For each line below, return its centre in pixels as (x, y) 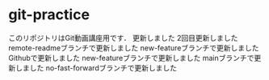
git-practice (49, 15)
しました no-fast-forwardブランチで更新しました (96, 68)
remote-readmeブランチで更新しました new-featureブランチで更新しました (134, 48)
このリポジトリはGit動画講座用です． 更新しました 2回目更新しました (123, 38)
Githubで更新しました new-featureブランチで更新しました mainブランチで (131, 58)
